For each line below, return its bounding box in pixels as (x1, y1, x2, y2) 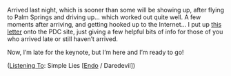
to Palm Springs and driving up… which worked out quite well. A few (7, 13, 201, 21)
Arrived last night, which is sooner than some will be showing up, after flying (7, 6, 225, 14)
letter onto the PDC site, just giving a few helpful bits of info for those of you (7, 27, 223, 36)
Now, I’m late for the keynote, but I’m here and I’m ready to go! (7, 48, 184, 56)
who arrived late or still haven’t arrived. (7, 35, 119, 43)
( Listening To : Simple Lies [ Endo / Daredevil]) (7, 62, 136, 69)
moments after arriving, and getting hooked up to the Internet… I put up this (7, 21, 222, 28)
